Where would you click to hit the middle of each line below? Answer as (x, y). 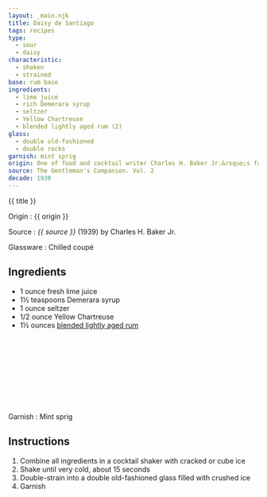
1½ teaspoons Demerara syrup (70, 300)
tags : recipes (32, 30)
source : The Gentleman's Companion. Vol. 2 (81, 171)
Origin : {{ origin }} (39, 216)
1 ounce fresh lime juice (58, 291)
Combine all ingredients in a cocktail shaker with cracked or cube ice (133, 460)
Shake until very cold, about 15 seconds (85, 469)
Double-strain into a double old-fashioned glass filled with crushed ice (135, 477)
